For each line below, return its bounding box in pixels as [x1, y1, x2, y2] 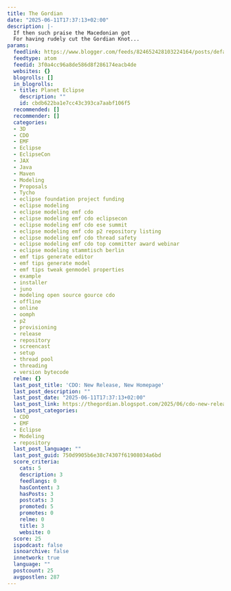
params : [7, 42, 30, 49]
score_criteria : [13, 459, 60, 466]
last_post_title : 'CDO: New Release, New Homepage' [13, 382, 165, 388]
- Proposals [13, 183, 48, 190]
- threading [13, 362, 48, 369]
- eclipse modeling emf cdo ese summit [13, 221, 128, 228]
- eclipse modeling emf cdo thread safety [13, 234, 137, 241]
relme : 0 [19, 516, 45, 523]
